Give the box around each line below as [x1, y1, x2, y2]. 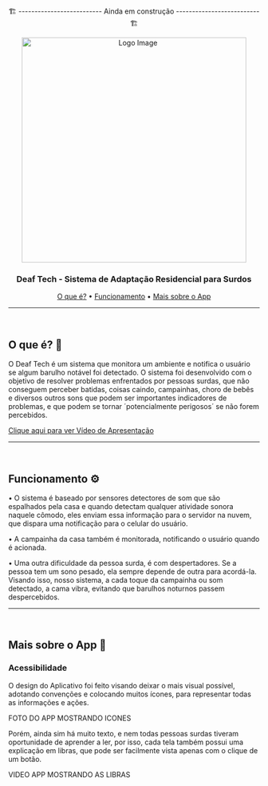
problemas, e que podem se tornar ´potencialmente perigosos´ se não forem [8, 402, 259, 411]
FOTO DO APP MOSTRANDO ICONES [8, 713, 132, 723]
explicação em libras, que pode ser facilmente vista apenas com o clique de [8, 745, 258, 755]
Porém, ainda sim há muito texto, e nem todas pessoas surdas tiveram [8, 728, 239, 738]
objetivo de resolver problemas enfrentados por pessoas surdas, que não [8, 376, 250, 386]
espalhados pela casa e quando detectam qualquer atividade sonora [8, 501, 234, 511]
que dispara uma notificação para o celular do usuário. [8, 519, 189, 528]
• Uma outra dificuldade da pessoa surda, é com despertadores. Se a [8, 558, 237, 567]
